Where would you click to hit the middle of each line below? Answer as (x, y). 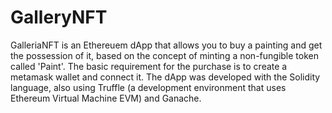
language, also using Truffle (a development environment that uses (148, 87)
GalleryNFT (59, 17)
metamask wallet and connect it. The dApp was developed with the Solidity (165, 77)
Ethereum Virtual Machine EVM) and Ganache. (106, 98)
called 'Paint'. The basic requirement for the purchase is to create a (149, 66)
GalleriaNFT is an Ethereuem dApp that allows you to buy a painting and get (166, 45)
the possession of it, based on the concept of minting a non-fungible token (164, 55)
